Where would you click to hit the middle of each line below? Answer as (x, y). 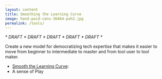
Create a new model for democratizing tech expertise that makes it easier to (81, 46)
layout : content (21, 10)
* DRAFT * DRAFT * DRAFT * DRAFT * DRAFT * (54, 37)
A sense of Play (28, 72)
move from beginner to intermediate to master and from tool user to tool (77, 52)
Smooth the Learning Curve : (40, 66)
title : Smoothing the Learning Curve (43, 14)
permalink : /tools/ (25, 23)
